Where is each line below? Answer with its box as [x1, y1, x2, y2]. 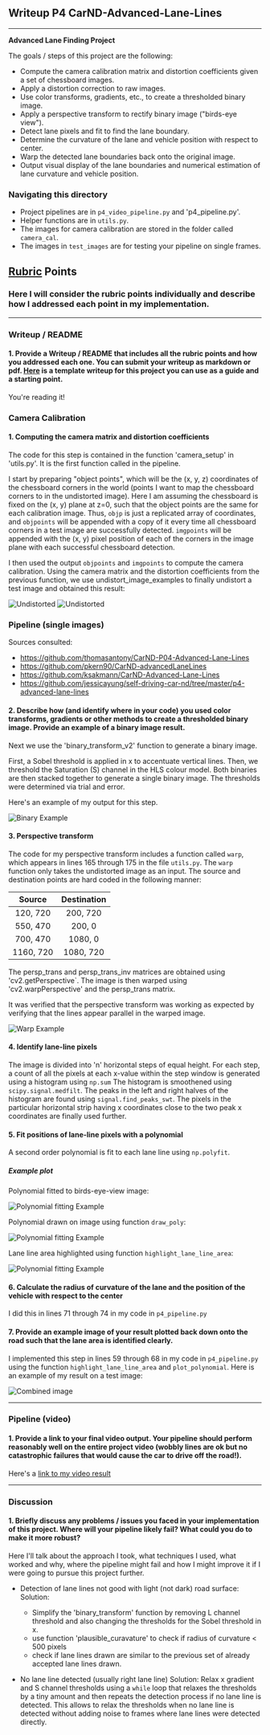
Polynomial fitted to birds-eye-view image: [8, 1186, 149, 1196]
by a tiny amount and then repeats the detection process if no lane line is [19, 1691, 262, 1701]
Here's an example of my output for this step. [8, 797, 158, 806]
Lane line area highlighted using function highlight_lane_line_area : [8, 1248, 234, 1258]
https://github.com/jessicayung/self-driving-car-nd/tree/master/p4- [19, 679, 245, 688]
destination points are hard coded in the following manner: [8, 875, 202, 884]
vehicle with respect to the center [8, 1291, 123, 1300]
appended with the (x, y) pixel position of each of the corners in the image [8, 534, 255, 544]
